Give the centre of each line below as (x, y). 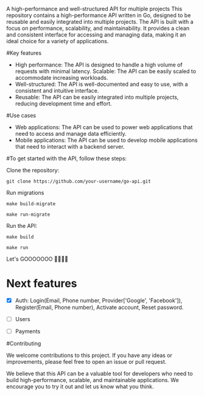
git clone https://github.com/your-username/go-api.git (79, 182)
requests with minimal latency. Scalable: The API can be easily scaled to (106, 71)
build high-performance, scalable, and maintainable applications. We (93, 380)
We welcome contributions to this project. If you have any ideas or (89, 355)
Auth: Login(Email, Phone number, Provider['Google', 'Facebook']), (99, 300)
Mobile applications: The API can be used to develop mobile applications (106, 140)
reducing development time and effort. (63, 104)
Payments (28, 331)
